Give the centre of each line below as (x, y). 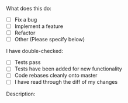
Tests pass (27, 62)
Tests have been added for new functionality (68, 69)
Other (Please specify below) (50, 40)
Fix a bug (26, 19)
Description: (21, 94)
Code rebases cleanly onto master (56, 76)
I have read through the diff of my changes (66, 82)
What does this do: (29, 8)
